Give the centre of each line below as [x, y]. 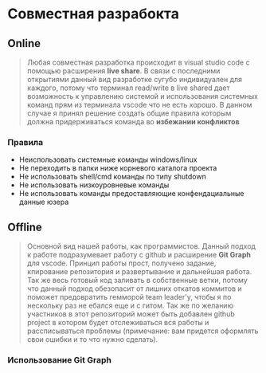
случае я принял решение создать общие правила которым [129, 113]
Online [24, 43]
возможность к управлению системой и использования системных [143, 96]
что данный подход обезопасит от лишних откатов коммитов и [134, 289]
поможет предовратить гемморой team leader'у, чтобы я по [129, 297]
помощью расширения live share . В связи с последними [123, 71]
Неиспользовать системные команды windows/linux [108, 159]
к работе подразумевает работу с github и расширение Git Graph [139, 255]
